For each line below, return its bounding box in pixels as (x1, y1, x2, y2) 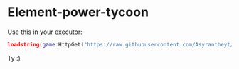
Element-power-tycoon (7, 4, 149, 20)
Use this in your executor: (7, 27, 83, 36)
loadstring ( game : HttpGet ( (7, 41, 84, 48)
